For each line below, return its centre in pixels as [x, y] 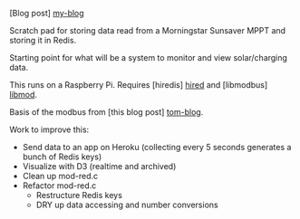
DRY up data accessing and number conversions [127, 205]
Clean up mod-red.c [60, 176]
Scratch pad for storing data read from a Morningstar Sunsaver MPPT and [148, 30]
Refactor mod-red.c [59, 186]
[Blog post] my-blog [47, 13]
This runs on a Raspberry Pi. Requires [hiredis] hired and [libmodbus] [139, 85]
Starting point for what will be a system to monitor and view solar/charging [149, 57]
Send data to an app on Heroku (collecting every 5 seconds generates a [157, 147]
